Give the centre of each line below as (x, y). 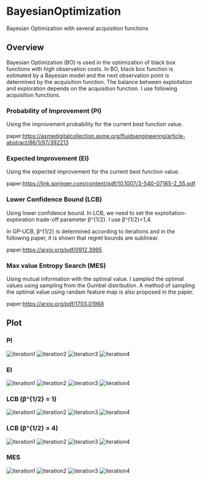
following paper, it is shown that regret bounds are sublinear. (83, 238)
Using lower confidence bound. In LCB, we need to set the (80, 213)
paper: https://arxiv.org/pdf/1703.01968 (55, 303)
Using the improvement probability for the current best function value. (95, 124)
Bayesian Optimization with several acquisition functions (77, 28)
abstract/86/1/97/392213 (38, 143)
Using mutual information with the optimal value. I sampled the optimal (95, 279)
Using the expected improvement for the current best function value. (93, 172)
